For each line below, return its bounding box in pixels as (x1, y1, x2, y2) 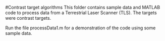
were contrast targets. (5, 15, 51, 21)
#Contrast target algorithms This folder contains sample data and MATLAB (5, 5, 160, 10)
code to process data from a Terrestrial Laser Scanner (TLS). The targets (5, 10, 157, 16)
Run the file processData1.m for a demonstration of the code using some (5, 25, 156, 31)
